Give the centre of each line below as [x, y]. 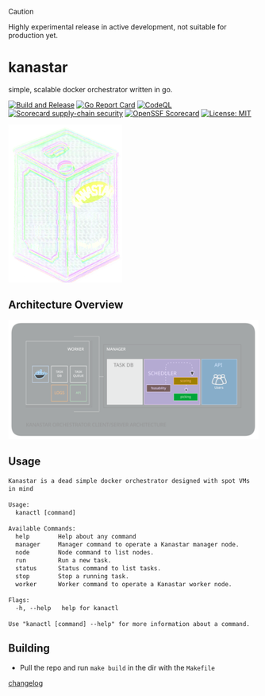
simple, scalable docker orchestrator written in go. [90, 89]
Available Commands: [42, 528]
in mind [21, 488]
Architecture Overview [66, 305]
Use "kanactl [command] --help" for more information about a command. [129, 624]
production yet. [33, 35]
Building [29, 649]
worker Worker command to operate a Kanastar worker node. [124, 584]
